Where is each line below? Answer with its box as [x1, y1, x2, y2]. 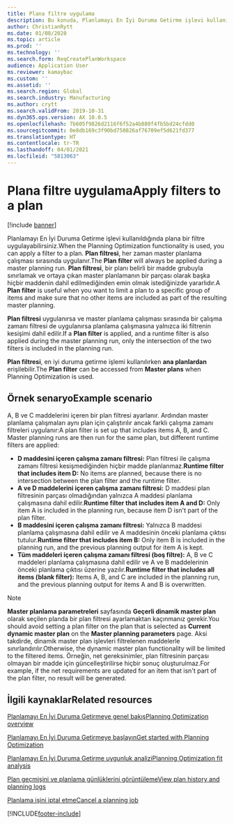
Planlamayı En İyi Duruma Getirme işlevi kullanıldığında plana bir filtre [7, 234, 205, 243]
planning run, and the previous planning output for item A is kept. [17, 543, 204, 551]
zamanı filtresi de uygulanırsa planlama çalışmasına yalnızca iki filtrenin [7, 321, 211, 330]
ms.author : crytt [7, 101, 58, 108]
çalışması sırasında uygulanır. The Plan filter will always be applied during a [7, 256, 223, 265]
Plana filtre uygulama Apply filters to [7, 183, 221, 199]
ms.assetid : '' [7, 82, 52, 89]
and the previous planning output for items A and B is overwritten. [17, 580, 207, 588]
